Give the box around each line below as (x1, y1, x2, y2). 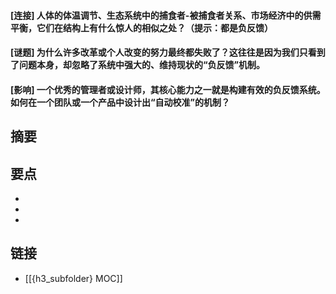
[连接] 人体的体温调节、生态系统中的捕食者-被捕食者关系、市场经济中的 (10, 9, 304, 21)
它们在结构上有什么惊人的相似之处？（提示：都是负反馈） (36, 21, 273, 34)
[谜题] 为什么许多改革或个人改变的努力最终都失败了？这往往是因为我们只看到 (10, 46, 326, 59)
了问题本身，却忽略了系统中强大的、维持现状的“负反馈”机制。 (10, 59, 266, 71)
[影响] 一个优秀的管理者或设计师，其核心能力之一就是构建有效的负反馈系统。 (10, 83, 326, 95)
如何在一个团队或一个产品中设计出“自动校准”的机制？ (10, 96, 231, 108)
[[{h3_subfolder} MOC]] (24, 272, 123, 284)
